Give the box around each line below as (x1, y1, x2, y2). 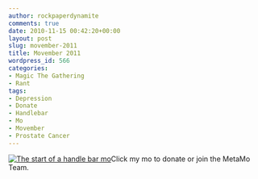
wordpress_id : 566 (8, 57, 70, 65)
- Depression (8, 94, 52, 102)
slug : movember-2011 (8, 42, 78, 50)
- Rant (8, 79, 31, 87)
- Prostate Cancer (8, 131, 70, 139)
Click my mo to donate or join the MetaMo (110, 154, 251, 164)
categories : (8, 65, 48, 73)
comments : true (8, 19, 60, 27)
